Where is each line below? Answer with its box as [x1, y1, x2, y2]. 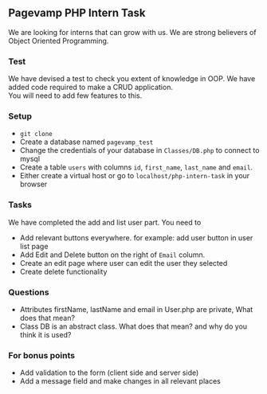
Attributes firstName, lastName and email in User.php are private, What [19, 305, 253, 314]
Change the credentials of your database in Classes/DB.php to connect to [19, 146, 260, 155]
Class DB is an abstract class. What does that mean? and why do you [19, 322, 248, 331]
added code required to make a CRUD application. [8, 83, 174, 92]
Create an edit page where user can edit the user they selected [19, 258, 228, 267]
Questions [8, 287, 49, 298]
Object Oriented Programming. [8, 36, 109, 45]
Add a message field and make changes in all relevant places [19, 376, 221, 386]
